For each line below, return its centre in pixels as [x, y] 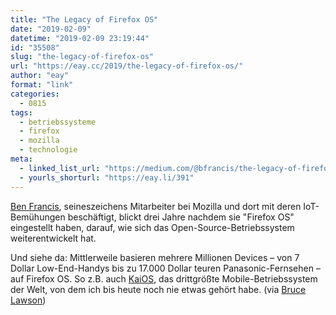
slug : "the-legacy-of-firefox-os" [82, 57]
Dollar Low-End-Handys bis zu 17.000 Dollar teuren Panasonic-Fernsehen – [165, 268]
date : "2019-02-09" [51, 29]
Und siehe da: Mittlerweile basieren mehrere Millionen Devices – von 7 [155, 257]
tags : [21, 112]
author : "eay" [40, 76]
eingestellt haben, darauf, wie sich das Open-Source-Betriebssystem [152, 227]
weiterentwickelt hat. [53, 238]
